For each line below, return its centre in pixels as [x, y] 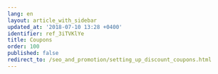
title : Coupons [30, 40]
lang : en [20, 14]
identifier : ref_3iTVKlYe [46, 33]
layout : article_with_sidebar [52, 20]
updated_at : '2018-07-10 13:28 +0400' [65, 27]
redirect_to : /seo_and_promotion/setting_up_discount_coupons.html [110, 60]
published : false [33, 54]
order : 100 [24, 47]
